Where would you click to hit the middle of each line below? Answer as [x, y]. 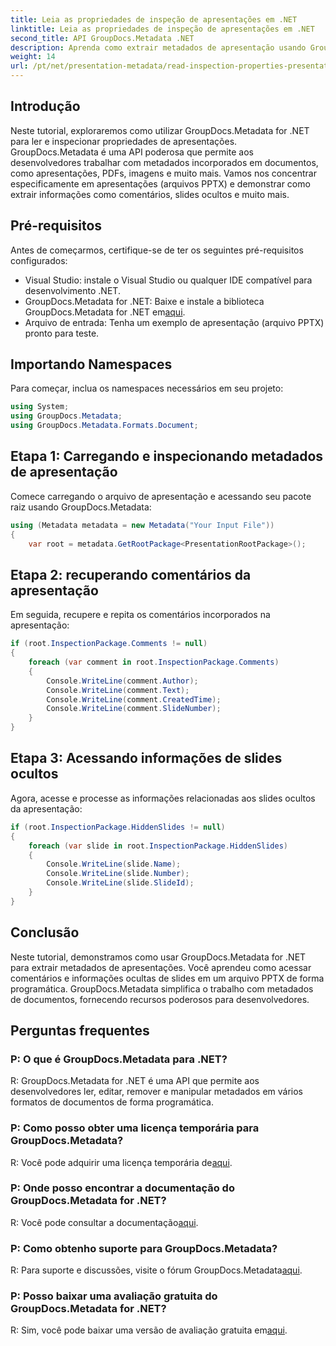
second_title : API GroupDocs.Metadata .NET [102, 38]
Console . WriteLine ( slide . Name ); [114, 864]
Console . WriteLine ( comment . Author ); [122, 681]
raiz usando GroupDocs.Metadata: [81, 507]
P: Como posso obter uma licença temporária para [135, 1128]
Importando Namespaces [91, 364]
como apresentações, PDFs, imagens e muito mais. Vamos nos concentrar [163, 173]
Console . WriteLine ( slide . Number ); [118, 874]
